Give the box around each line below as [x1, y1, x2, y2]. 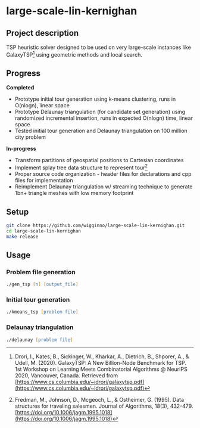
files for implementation [14, 177, 73, 184]
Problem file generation [6, 268, 76, 276]
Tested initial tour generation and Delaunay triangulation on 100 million [14, 127, 187, 135]
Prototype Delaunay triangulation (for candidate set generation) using [14, 108, 186, 116]
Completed [6, 84, 35, 91]
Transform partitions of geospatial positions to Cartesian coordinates [14, 157, 184, 164]
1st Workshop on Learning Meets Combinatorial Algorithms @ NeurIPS [14, 365, 187, 373]
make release [6, 234, 39, 240]
